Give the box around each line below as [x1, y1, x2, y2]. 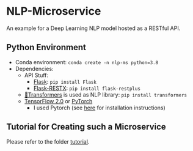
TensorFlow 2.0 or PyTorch [24, 97, 93, 105]
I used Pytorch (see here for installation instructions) [33, 104, 166, 111]
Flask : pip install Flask [33, 78, 96, 85]
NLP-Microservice [6, 4, 101, 18]
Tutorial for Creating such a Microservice [6, 122, 166, 132]
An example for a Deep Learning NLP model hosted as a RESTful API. [6, 24, 181, 32]
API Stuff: [24, 72, 49, 79]
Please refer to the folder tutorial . [6, 138, 90, 145]
